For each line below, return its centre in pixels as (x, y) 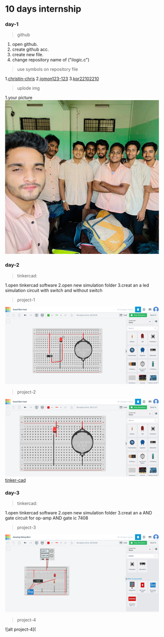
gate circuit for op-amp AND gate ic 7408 (47, 518)
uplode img (28, 88)
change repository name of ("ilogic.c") (51, 60)
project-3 (26, 528)
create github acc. (31, 49)
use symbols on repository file (47, 69)
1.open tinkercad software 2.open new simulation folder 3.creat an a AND (79, 513)
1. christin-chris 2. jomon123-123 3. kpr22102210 (52, 79)
